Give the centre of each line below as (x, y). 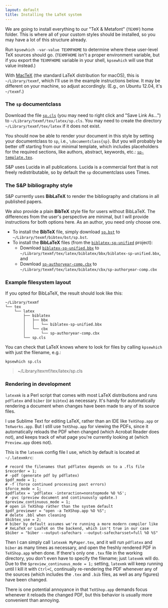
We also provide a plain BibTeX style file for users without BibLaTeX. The (80, 212)
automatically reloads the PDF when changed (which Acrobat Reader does (82, 432)
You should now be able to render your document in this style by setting (79, 136)
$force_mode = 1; (23, 489)
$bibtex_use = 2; (23, 519)
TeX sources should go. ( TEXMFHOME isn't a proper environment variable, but (82, 55)
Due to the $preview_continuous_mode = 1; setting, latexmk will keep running (84, 563)
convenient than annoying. (33, 600)
